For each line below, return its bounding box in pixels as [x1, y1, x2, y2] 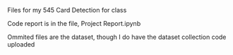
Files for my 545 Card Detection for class [7, 6, 127, 14]
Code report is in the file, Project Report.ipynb [7, 19, 141, 27]
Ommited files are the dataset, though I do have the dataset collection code [7, 33, 227, 41]
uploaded [7, 40, 35, 48]
